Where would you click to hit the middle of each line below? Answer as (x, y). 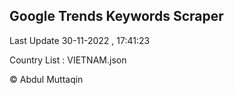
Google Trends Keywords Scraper (116, 16)
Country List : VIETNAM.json (68, 60)
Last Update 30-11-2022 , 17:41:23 (80, 40)
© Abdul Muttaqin (46, 79)
